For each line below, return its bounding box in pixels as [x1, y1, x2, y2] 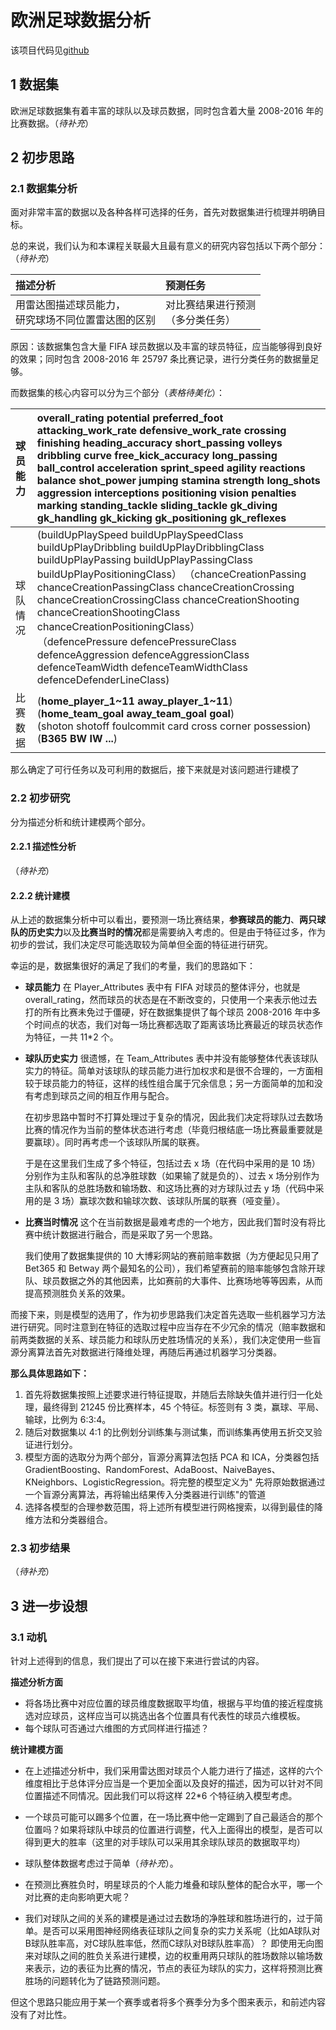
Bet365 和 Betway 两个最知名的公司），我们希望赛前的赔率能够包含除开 [24, 1262, 317, 1275]
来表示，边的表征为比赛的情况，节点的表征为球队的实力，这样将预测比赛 [24, 1962, 323, 1975]
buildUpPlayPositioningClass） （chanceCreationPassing [36, 567, 307, 581]
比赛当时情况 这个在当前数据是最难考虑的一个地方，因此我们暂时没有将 [24, 1216, 317, 1228]
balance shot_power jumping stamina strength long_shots [36, 474, 321, 488]
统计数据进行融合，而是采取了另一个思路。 [42, 1229, 218, 1241]
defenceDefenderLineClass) [36, 673, 170, 687]
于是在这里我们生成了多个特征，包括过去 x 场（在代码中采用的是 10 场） [24, 1157, 321, 1170]
